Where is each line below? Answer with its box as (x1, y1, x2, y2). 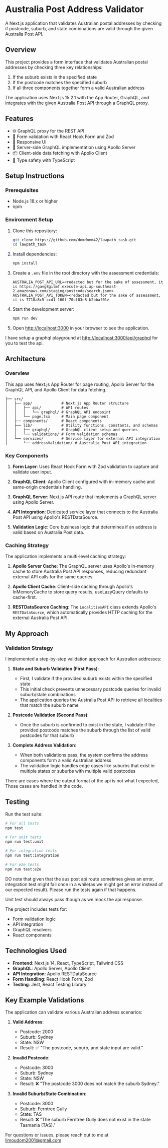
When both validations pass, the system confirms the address (20, 752, 148, 758)
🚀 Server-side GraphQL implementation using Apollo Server (12, 144, 136, 150)
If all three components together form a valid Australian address (12, 85, 144, 91)
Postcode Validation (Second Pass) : (12, 712, 89, 718)
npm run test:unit (5, 839, 44, 844)
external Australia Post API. (12, 615, 69, 621)
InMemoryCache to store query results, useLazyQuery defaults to (12, 589, 148, 595)
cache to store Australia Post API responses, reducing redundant (12, 568, 146, 575)
